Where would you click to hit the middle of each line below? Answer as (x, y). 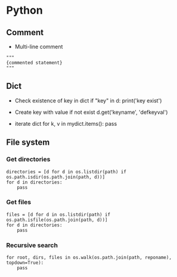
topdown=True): (25, 263)
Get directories (28, 160)
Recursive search (32, 245)
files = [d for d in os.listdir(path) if (58, 214)
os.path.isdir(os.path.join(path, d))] (56, 177)
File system (28, 143)
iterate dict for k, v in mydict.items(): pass (66, 123)
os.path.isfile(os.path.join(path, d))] (57, 220)
